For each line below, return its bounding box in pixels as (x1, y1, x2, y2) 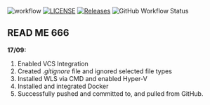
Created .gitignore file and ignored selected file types (17, 67, 172, 75)
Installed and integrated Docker (17, 82, 109, 90)
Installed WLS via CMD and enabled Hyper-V (17, 74, 147, 82)
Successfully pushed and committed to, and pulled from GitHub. (17, 89, 204, 98)
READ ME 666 (7, 27, 70, 39)
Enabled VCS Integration (17, 59, 89, 68)
